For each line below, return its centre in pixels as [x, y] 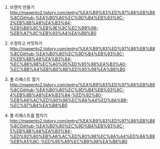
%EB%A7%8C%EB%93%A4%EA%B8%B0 [53, 33]
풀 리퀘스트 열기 [24, 79]
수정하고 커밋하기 [26, 43]
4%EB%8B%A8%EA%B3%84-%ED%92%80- [56, 95]
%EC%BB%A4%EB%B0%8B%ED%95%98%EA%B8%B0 [67, 69]
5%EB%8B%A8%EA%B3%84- [41, 131]
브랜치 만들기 [22, 7]
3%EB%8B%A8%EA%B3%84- [41, 59]
